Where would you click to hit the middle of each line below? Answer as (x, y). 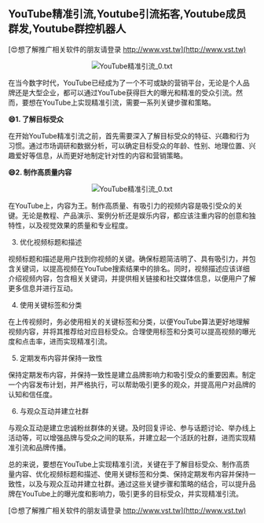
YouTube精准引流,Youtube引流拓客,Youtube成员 (127, 14)
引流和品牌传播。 (42, 447)
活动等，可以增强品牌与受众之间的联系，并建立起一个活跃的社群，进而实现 (128, 437)
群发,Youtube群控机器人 (67, 29)
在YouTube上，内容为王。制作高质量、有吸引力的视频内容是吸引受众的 (122, 205)
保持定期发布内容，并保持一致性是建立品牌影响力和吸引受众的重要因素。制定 (132, 374)
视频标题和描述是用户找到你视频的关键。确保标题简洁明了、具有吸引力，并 (128, 259)
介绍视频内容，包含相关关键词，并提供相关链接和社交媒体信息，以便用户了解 (132, 278)
